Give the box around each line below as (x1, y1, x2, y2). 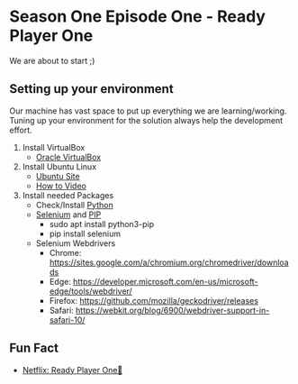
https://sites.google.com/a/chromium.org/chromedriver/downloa (49, 257, 290, 268)
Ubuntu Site (35, 170, 80, 181)
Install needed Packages (22, 189, 114, 200)
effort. (9, 124, 33, 135)
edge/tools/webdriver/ (49, 286, 132, 297)
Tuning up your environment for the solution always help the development (9, 114, 284, 125)
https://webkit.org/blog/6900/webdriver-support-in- (75, 305, 270, 315)
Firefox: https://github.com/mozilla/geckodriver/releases (49, 295, 259, 306)
